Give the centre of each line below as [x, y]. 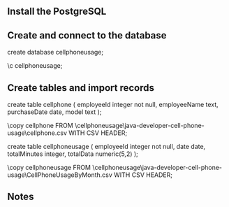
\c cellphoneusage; [35, 66]
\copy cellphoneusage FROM [49, 168]
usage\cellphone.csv [37, 133]
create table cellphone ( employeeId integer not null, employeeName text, [113, 105]
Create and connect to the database [87, 35]
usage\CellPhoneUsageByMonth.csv [60, 175]
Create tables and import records [81, 88]
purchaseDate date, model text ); [54, 112]
